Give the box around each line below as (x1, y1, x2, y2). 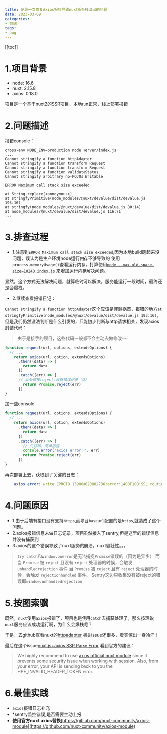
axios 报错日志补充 (12, 705, 50, 711)
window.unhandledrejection (26, 579, 82, 584)
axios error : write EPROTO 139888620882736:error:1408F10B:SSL (14, 481, 148, 487)
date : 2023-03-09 (5, 12, 41, 17)
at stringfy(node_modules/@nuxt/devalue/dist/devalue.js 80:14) (5, 204, 141, 210)
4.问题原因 (5, 500, 49, 511)
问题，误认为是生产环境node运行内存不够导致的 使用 (12, 255, 120, 261)
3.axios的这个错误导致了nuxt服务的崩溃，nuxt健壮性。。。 (12, 542, 128, 548)
